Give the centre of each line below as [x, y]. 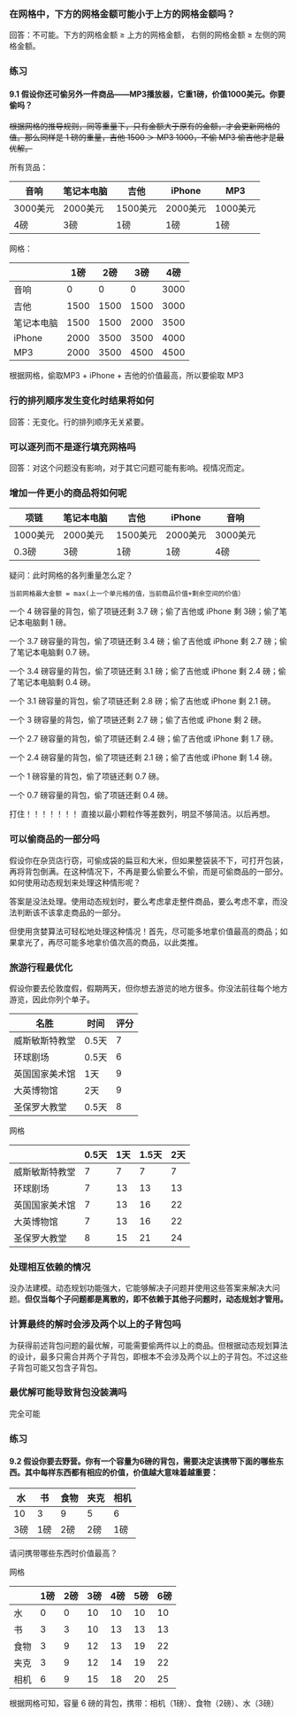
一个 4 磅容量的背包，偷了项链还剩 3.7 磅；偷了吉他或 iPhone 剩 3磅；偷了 [145, 611]
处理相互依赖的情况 [50, 1267]
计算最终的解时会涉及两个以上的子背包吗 [95, 1325]
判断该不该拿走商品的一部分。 [71, 912]
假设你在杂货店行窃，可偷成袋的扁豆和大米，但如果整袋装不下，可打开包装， [148, 860]
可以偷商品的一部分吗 [54, 839]
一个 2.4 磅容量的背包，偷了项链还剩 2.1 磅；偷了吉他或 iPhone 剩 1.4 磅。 [143, 757]
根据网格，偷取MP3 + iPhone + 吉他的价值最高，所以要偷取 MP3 [127, 376]
